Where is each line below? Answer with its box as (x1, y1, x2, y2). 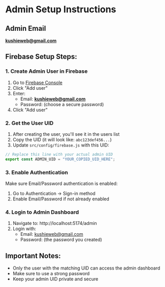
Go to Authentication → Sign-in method (12, 191, 96, 197)
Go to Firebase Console (12, 79, 63, 86)
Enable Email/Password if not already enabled (12, 196, 110, 202)
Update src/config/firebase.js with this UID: (12, 142, 109, 148)
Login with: (12, 225, 37, 232)
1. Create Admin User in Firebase (5, 68, 88, 75)
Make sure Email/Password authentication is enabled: (5, 180, 118, 187)
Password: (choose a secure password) (20, 101, 104, 107)
